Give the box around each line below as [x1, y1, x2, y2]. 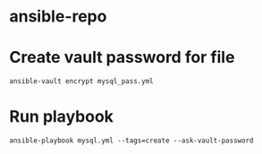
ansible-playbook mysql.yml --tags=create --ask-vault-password [9, 136, 254, 145]
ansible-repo [9, 6, 107, 27]
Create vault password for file [9, 47, 235, 68]
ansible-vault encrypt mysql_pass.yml [9, 77, 154, 86]
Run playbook [9, 107, 114, 127]
